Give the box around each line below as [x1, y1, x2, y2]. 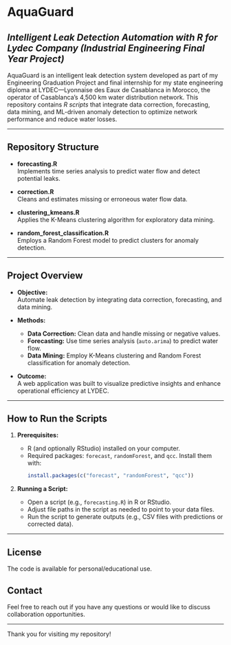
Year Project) [7, 53, 65, 65]
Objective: [16, 288, 48, 296]
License [7, 546, 42, 558]
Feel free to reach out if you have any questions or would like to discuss [7, 602, 211, 611]
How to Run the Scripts [7, 413, 108, 425]
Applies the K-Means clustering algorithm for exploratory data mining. [16, 215, 215, 223]
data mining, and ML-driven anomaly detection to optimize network [7, 108, 198, 116]
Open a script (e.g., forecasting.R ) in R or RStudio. [27, 498, 172, 506]
